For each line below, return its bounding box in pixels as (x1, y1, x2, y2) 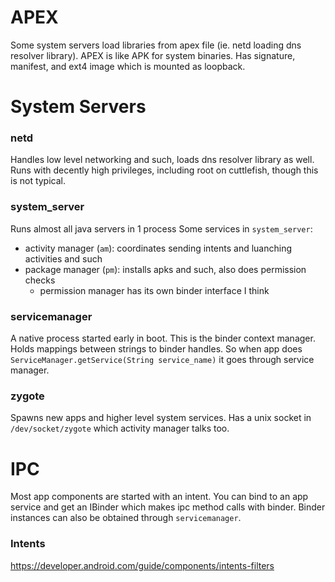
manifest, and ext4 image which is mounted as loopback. (10, 60, 246, 72)
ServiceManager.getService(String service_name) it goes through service (10, 354, 315, 366)
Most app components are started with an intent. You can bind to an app (10, 491, 309, 503)
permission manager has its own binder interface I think (39, 284, 270, 296)
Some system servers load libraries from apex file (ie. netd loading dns (10, 39, 302, 51)
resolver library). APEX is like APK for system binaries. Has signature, (10, 49, 296, 61)
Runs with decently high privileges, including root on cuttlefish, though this (10, 164, 319, 176)
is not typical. (10, 175, 67, 187)
